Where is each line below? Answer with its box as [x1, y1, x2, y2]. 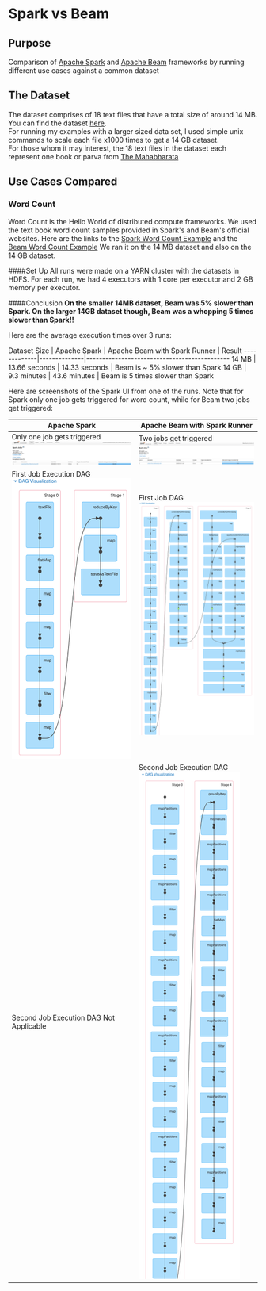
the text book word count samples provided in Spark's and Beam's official [8, 225, 249, 235]
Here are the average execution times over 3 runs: [8, 330, 172, 339]
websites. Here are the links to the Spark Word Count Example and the [8, 233, 238, 243]
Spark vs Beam [8, 5, 109, 23]
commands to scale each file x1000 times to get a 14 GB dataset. [8, 135, 219, 144]
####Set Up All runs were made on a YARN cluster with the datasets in [8, 266, 240, 275]
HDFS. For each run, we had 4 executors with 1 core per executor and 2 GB [8, 274, 253, 284]
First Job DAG [138, 493, 184, 503]
